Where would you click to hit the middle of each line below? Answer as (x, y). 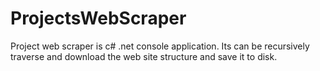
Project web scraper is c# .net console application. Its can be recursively (160, 46)
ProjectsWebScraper (98, 18)
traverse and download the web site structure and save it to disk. (144, 56)
